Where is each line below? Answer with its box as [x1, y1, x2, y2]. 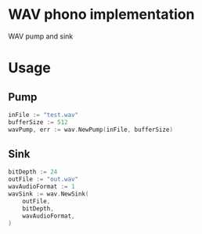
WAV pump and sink [8, 31, 74, 41]
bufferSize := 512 [8, 118, 68, 126]
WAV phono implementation [8, 5, 195, 24]
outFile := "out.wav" [8, 175, 79, 184]
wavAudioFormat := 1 [8, 183, 76, 191]
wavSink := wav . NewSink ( [8, 190, 89, 198]
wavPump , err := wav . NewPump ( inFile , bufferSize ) [8, 126, 174, 133]
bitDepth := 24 [8, 168, 58, 176]
